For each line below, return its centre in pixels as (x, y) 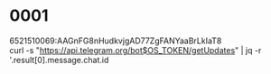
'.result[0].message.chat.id (59, 60)
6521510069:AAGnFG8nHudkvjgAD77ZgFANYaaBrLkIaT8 (116, 41)
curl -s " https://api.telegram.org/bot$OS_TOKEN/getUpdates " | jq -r (135, 50)
